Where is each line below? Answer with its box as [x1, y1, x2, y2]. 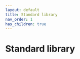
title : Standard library [5, 12, 58, 17]
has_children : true [5, 21, 47, 27]
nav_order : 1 [5, 17, 33, 22]
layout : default [5, 7, 39, 13]
